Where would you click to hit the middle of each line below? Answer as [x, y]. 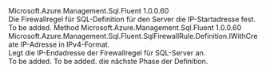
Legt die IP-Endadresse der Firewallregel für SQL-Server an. [107, 53]
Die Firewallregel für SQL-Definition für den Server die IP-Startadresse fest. [132, 19]
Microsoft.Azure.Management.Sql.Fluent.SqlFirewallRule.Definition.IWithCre [133, 36]
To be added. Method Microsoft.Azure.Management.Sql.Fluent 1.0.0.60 [125, 28]
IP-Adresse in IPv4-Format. [65, 44]
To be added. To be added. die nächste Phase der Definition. [108, 61]
